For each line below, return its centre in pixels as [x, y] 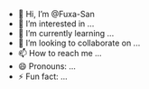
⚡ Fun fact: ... [42, 76]
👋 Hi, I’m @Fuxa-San [56, 14]
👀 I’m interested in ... [56, 24]
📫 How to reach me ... [60, 53]
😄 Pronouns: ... [47, 66]
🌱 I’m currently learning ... [66, 33]
